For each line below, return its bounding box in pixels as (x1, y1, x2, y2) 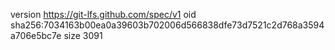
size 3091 (63, 30, 103, 41)
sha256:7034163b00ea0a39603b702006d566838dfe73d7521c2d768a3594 (10, 19, 325, 31)
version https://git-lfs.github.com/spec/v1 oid (10, 9, 197, 20)
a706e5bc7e (10, 30, 62, 41)
